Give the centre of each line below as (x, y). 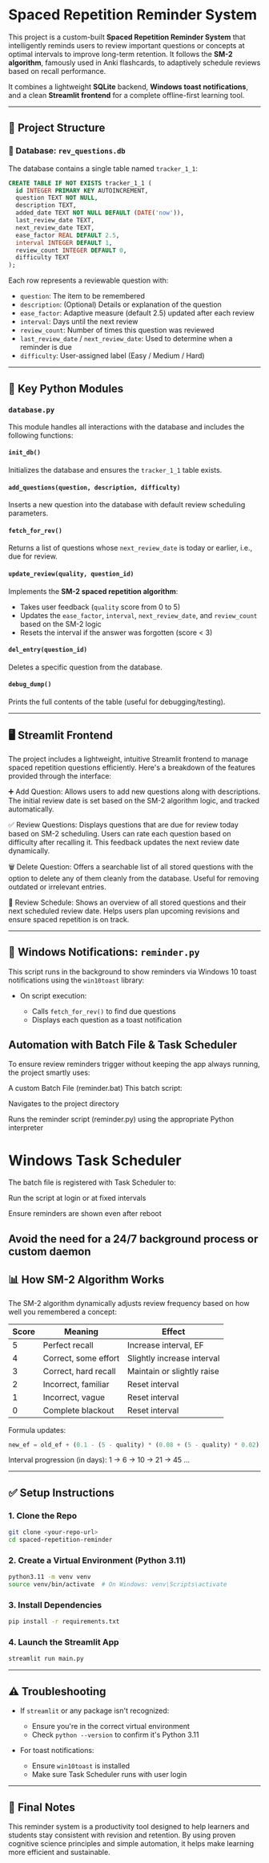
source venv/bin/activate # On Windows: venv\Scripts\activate (118, 1584)
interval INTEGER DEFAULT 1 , (64, 242)
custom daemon (50, 1251)
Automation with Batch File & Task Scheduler (123, 1045)
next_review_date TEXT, (55, 228)
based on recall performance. (57, 71)
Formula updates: (37, 1430)
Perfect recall (68, 1344)
